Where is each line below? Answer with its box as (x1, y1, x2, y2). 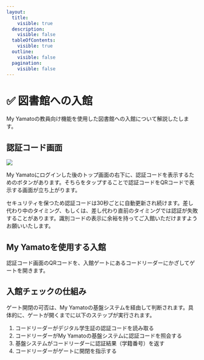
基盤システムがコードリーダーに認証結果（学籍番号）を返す (15, 339, 165, 347)
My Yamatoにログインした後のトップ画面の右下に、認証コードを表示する (6, 171, 189, 179)
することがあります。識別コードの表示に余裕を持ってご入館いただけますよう (6, 215, 198, 222)
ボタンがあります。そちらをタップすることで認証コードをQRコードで (16, 179, 189, 186)
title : (12, 15, 29, 21)
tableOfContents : (12, 37, 56, 43)
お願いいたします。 (6, 222, 54, 229)
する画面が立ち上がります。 (11, 187, 81, 194)
